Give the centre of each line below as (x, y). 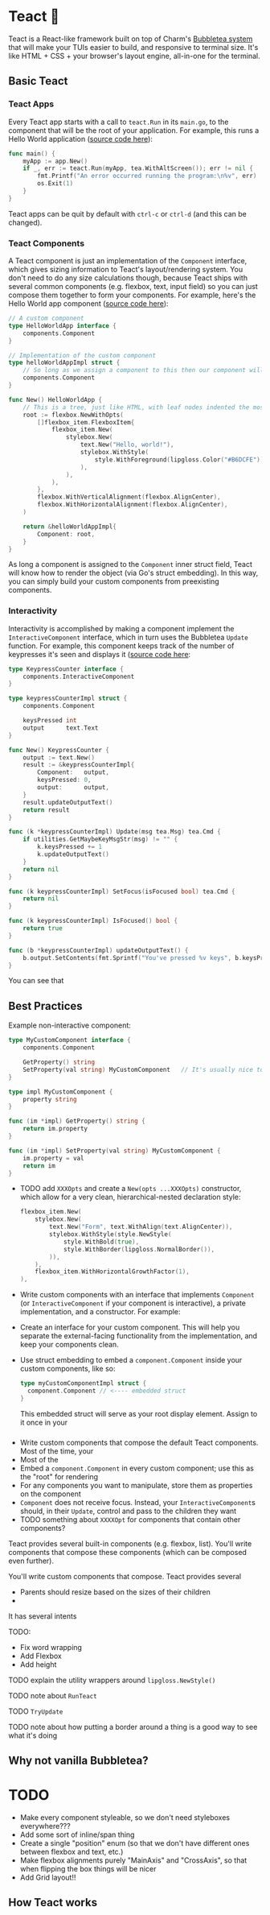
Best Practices (45, 1006)
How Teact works (53, 1903)
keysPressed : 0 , (64, 780)
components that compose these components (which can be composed (128, 1552)
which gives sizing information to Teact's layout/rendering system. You (126, 270)
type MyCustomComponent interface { (70, 1040)
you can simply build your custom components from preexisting (114, 581)
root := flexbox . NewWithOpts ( (74, 415)
